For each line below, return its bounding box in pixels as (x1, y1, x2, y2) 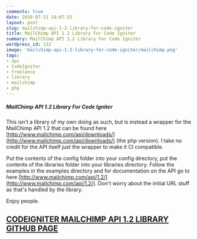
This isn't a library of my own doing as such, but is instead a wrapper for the (6, 118, 192, 125)
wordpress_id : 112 (6, 42, 51, 48)
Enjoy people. (6, 197, 40, 204)
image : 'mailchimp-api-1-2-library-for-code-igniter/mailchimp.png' (6, 47, 178, 53)
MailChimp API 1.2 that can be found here (6, 124, 107, 131)
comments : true (6, 8, 44, 15)
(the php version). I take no (116, 137, 182, 144)
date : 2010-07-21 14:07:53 (6, 14, 73, 20)
